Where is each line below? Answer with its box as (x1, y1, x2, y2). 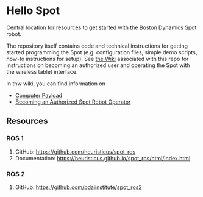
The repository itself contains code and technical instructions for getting (6, 42, 188, 49)
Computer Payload (15, 91, 63, 99)
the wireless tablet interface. (6, 68, 78, 75)
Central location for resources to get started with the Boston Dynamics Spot (6, 24, 197, 31)
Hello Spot (6, 4, 60, 18)
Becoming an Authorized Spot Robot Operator (15, 98, 131, 106)
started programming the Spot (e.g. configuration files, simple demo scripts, (6, 48, 198, 56)
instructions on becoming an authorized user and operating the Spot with (6, 62, 190, 69)
